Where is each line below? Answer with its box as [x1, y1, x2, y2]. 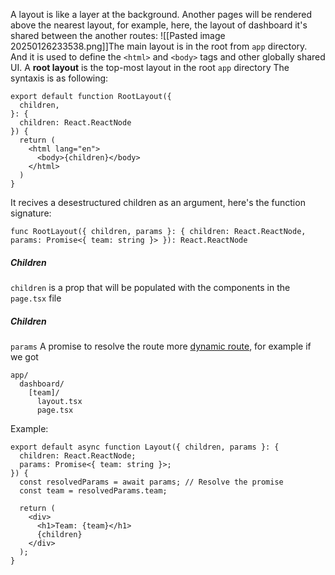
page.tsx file [10, 292, 62, 304]
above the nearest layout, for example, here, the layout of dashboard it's [10, 19, 308, 31]
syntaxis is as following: [10, 72, 109, 84]
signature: [10, 207, 52, 219]
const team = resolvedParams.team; [19, 485, 168, 496]
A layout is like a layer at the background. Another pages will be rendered [10, 9, 313, 20]
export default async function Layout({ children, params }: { [10, 442, 280, 452]
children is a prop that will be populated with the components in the [10, 281, 291, 293]
